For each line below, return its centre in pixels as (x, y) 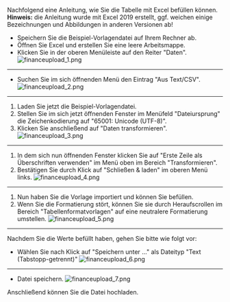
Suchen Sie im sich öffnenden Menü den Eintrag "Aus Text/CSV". (108, 79)
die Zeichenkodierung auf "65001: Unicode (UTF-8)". (92, 121)
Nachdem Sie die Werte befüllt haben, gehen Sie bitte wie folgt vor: (102, 239)
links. (24, 177)
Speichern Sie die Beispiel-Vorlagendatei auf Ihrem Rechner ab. (107, 38)
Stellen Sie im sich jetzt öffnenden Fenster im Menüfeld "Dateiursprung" (118, 114)
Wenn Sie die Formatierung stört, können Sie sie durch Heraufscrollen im (120, 204)
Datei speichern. (40, 279)
